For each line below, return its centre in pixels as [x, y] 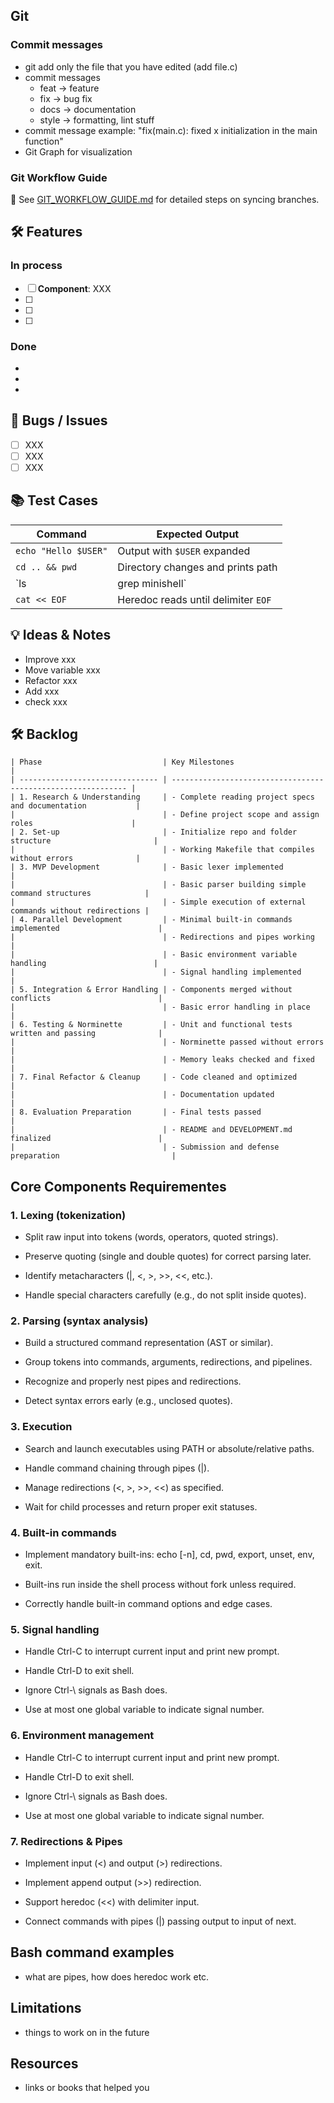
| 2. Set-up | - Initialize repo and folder [154, 832]
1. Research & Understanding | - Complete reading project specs [167, 797]
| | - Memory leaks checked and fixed [162, 1060]
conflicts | [86, 999]
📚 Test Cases [54, 500]
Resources [44, 2063]
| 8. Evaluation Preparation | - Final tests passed [136, 1112]
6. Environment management [82, 1736]
